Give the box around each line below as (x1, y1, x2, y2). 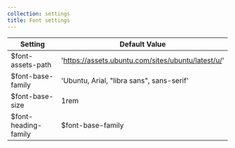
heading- (10, 120, 43, 130)
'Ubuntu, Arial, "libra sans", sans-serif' (61, 75, 189, 85)
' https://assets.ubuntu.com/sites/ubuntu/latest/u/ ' (61, 55, 225, 65)
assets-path (10, 60, 52, 69)
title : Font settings (7, 17, 71, 24)
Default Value (120, 39, 166, 49)
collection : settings (7, 10, 71, 18)
